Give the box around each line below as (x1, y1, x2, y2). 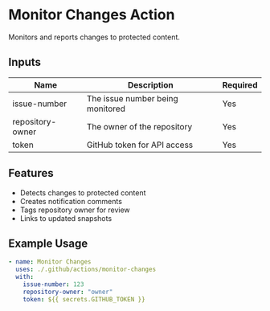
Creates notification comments (19, 196, 123, 206)
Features (8, 166, 54, 180)
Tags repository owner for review (19, 205, 130, 215)
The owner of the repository (86, 121, 193, 132)
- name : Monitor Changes (8, 258, 92, 266)
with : (15, 273, 35, 281)
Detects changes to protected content (19, 187, 146, 198)
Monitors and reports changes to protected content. (8, 32, 181, 42)
